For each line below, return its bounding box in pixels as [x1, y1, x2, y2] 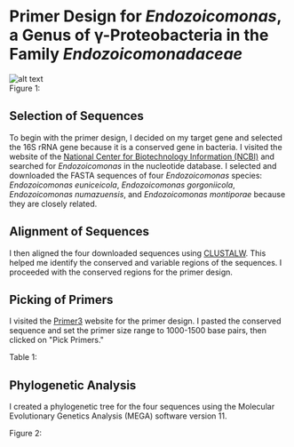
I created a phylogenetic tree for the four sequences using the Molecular [9, 402, 275, 412]
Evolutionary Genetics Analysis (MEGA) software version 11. [9, 411, 227, 421]
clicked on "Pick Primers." [9, 335, 105, 346]
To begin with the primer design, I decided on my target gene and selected [9, 132, 282, 143]
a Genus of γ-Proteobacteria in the [9, 25, 269, 45]
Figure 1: [9, 83, 41, 93]
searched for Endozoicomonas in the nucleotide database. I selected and [9, 160, 277, 171]
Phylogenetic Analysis [9, 378, 137, 393]
